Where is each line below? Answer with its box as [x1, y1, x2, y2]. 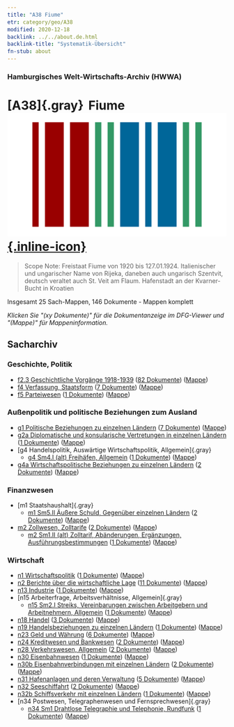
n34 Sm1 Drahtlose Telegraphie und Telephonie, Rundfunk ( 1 [27, 705, 201, 713]
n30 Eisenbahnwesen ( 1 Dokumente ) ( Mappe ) [17, 652, 149, 661]
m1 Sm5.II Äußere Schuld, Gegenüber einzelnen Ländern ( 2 [27, 509, 198, 517]
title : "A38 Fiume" [7, 11, 64, 18]
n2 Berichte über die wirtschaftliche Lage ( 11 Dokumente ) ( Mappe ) [17, 579, 208, 587]
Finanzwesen [7, 485, 54, 495]
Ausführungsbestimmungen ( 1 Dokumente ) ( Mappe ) [27, 538, 178, 546]
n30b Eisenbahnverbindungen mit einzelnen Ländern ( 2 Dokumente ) [17, 660, 214, 668]
